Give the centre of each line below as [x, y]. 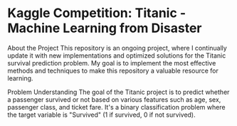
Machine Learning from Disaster [105, 28]
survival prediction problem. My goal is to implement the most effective [112, 63]
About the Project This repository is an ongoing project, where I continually [117, 48]
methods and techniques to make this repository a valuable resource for [113, 70]
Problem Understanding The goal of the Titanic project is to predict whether [118, 92]
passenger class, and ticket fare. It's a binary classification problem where [116, 107]
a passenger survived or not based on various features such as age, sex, [114, 99]
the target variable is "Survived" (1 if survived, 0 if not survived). [101, 115]
